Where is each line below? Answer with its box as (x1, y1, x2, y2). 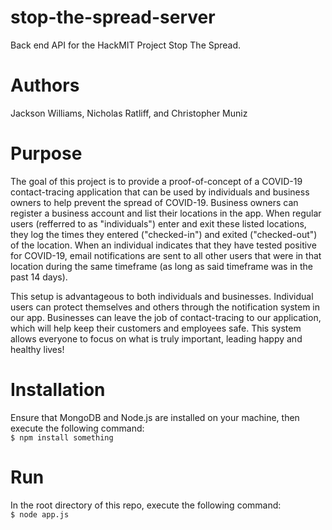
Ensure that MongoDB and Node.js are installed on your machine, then (10, 411, 300, 423)
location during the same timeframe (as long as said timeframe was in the (10, 260, 313, 272)
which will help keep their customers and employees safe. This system (10, 322, 302, 334)
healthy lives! (10, 343, 65, 355)
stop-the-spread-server (10, 6, 216, 29)
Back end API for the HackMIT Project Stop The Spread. (10, 39, 242, 51)
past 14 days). (10, 271, 68, 283)
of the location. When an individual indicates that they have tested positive (10, 239, 317, 251)
